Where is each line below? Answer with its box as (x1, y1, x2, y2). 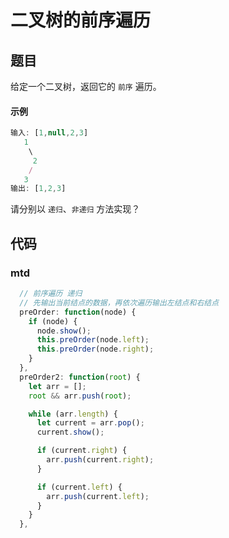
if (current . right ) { (36, 446, 128, 456)
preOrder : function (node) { (19, 307, 137, 317)
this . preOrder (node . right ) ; (36, 344, 155, 355)
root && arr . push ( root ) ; (28, 391, 132, 401)
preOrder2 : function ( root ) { (19, 372, 141, 382)
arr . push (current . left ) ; (46, 491, 150, 501)
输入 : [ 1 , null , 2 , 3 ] (10, 128, 89, 138)
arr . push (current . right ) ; (46, 455, 155, 465)
